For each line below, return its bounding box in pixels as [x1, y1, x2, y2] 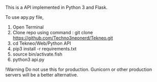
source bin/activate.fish [12, 51, 63, 57]
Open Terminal [12, 24, 44, 30]
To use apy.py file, [5, 14, 44, 20]
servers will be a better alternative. [5, 72, 78, 78]
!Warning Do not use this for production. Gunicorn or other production [5, 66, 152, 72]
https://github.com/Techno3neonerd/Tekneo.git [12, 35, 113, 41]
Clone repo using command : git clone [12, 30, 93, 35]
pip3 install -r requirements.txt [12, 46, 77, 51]
